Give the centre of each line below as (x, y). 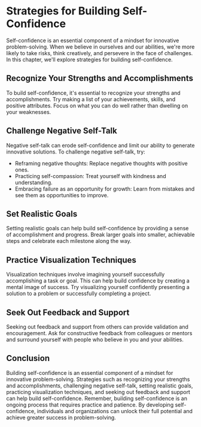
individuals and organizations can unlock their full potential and (115, 411)
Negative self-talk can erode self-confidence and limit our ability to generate (100, 145)
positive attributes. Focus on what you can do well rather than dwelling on (97, 106)
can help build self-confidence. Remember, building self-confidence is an (97, 398)
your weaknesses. (29, 112)
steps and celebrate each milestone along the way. (69, 241)
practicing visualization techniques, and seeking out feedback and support (98, 392)
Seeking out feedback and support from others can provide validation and (97, 327)
